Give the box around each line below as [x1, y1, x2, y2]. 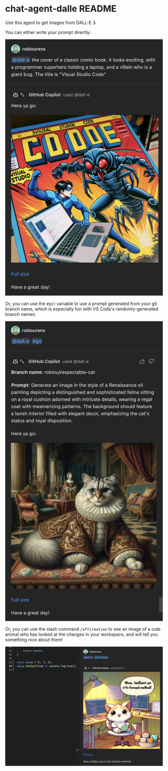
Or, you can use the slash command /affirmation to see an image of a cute [5, 626, 161, 632]
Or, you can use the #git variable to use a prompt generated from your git [5, 301, 157, 307]
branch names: [5, 311, 36, 317]
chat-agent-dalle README [5, 3, 117, 15]
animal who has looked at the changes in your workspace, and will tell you [5, 631, 158, 637]
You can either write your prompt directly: [5, 29, 91, 35]
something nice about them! [5, 637, 63, 643]
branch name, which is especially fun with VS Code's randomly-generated [5, 306, 158, 312]
